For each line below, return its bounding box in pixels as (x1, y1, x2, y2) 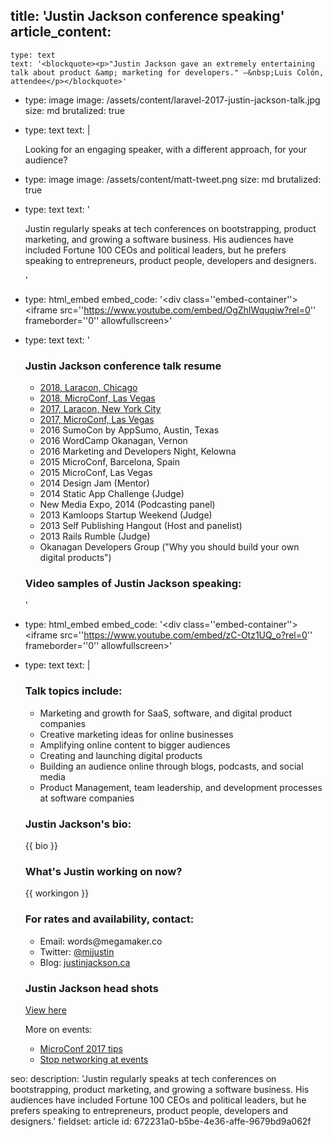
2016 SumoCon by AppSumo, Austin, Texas (39, 424, 220, 436)
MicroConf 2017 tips (39, 1042, 123, 1054)
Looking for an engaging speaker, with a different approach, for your (24, 143, 308, 155)
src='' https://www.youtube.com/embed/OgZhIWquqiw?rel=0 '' (59, 304, 317, 316)
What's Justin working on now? (24, 864, 183, 878)
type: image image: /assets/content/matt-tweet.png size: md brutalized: (24, 173, 322, 185)
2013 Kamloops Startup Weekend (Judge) (39, 509, 213, 521)
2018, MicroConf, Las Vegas (39, 392, 156, 404)
